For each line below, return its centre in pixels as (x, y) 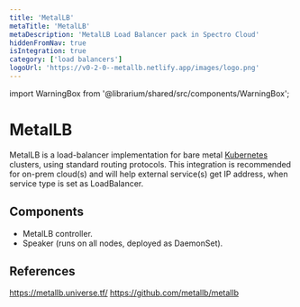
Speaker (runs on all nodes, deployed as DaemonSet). (123, 243)
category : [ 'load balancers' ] (66, 59)
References (42, 271)
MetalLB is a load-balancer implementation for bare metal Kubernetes (139, 155)
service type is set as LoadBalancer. (77, 183)
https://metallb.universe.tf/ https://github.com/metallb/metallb (124, 293)
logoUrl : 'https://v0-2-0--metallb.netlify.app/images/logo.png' (134, 68)
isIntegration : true (48, 51)
